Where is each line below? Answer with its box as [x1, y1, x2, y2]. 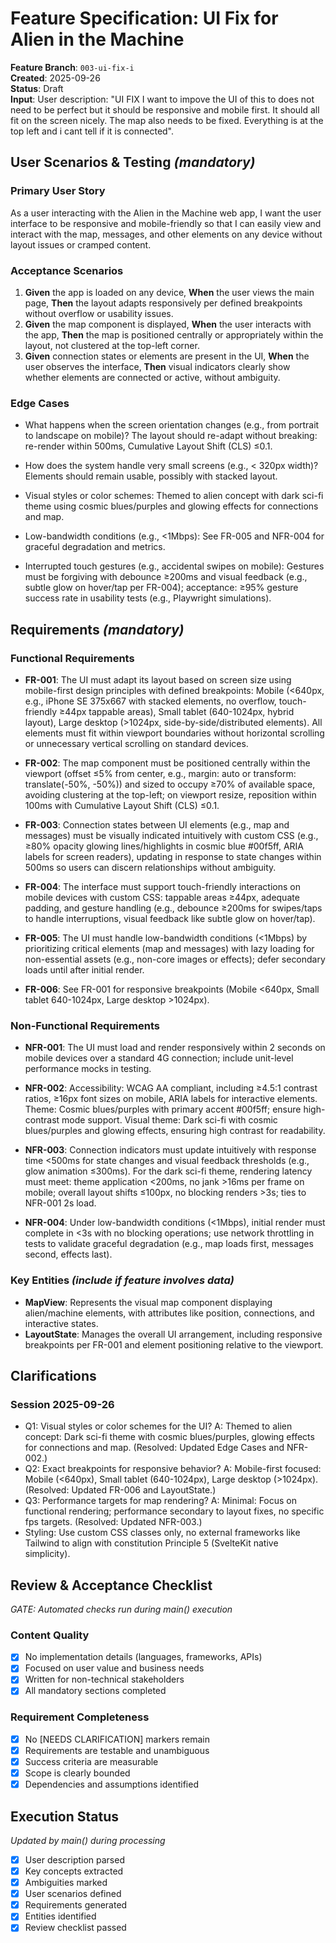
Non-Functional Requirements [10, 1018, 160, 1032]
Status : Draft [10, 82, 64, 94]
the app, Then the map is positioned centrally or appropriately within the [24, 328, 324, 341]
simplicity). [24, 1548, 71, 1560]
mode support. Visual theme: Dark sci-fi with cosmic [61, 1114, 278, 1126]
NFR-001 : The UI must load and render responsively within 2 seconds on [24, 1042, 326, 1054]
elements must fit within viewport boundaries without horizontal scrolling [24, 727, 325, 739]
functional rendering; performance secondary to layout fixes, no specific [24, 1505, 325, 1517]
